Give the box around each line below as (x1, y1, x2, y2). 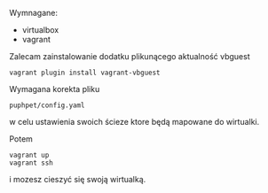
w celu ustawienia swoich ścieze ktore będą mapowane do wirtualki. (9, 117, 260, 127)
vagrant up (9, 151, 50, 159)
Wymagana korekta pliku (9, 84, 100, 94)
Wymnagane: (9, 8, 58, 18)
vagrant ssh (9, 158, 53, 167)
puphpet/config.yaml (9, 101, 86, 110)
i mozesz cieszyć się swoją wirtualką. (9, 174, 146, 184)
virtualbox (21, 25, 59, 35)
